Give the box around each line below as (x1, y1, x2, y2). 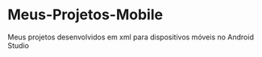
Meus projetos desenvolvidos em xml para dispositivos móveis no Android (7, 32, 255, 42)
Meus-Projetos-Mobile (7, 6, 163, 24)
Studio (7, 40, 30, 50)
